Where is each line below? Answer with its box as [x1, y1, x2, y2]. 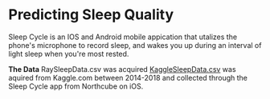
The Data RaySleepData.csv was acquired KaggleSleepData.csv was [8, 64, 236, 73]
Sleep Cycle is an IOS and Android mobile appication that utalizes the [8, 32, 238, 42]
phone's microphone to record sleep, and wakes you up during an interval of [8, 40, 262, 49]
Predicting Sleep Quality [8, 6, 174, 24]
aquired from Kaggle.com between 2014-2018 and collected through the [8, 73, 247, 82]
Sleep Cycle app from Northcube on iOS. [8, 81, 144, 91]
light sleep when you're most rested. [8, 49, 129, 58]
